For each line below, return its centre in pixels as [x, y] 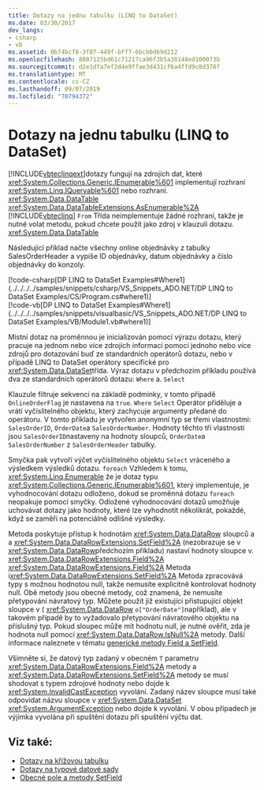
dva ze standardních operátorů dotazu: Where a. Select [97, 379]
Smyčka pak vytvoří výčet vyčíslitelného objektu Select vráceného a [119, 460]
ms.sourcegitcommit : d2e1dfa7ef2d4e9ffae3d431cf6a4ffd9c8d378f [114, 67]
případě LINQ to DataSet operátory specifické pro [89, 362]
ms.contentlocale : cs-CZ [49, 81]
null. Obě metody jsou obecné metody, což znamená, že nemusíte [115, 593]
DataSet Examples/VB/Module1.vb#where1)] [80, 322]
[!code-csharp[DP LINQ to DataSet [65, 280]
